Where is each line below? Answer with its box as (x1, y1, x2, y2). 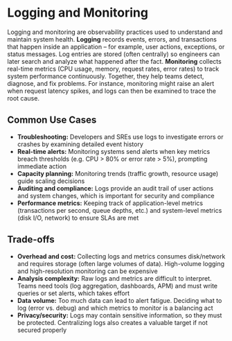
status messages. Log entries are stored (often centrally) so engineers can (7, 50, 220, 58)
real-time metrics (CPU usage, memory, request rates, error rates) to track (7, 64, 220, 73)
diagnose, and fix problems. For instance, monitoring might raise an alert (7, 79, 215, 87)
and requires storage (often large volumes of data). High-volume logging (17, 259, 225, 268)
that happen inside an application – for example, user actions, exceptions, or (7, 42, 225, 51)
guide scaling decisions (17, 177, 85, 185)
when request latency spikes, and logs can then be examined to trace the (7, 87, 217, 95)
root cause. (7, 94, 40, 102)
